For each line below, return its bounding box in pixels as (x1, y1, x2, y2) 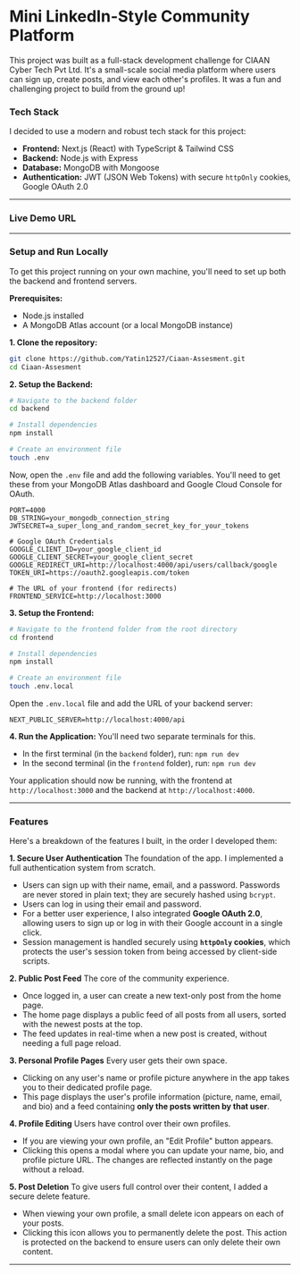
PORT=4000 (9, 505, 46, 515)
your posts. (21, 1218, 64, 1228)
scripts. (21, 956, 51, 966)
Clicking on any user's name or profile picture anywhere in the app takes (21, 1073, 290, 1084)
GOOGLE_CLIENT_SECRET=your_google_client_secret (9, 553, 194, 561)
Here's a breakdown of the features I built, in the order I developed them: (9, 836, 278, 847)
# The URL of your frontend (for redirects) (9, 584, 178, 593)
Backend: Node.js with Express (21, 153, 138, 164)
